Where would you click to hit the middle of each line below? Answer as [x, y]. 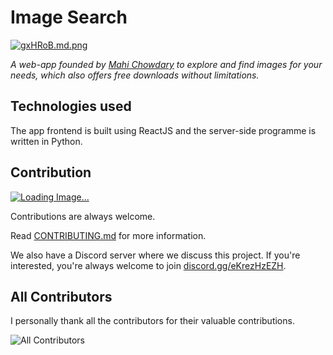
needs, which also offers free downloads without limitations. [135, 75]
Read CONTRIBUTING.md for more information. [108, 235]
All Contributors [61, 296]
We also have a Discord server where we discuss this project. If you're [155, 255]
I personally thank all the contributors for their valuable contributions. [152, 321]
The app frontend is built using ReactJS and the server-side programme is [163, 130]
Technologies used [71, 106]
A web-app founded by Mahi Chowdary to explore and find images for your [166, 64]
